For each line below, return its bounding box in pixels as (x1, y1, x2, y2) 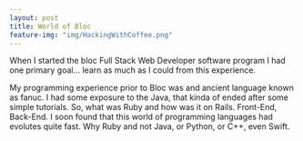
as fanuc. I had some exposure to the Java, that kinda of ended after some (9, 92, 289, 103)
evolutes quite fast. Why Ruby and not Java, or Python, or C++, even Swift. (9, 121, 290, 132)
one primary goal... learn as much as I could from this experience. (9, 65, 257, 76)
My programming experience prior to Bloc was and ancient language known (9, 83, 294, 94)
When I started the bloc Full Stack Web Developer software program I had (9, 55, 287, 66)
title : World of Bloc (9, 22, 92, 31)
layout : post (9, 13, 59, 23)
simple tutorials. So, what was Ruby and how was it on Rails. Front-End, (9, 102, 278, 113)
